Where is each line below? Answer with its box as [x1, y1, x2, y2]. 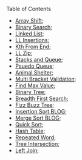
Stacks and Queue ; [15, 56, 63, 63]
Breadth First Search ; [15, 95, 69, 102]
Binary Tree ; [15, 89, 46, 95]
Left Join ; [15, 147, 39, 154]
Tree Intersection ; [15, 140, 60, 147]
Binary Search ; [15, 24, 53, 31]
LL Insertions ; [15, 37, 50, 43]
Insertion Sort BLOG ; [15, 108, 67, 115]
